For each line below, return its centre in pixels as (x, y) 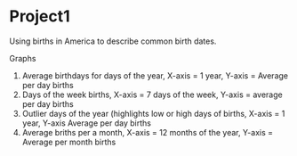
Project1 (40, 16)
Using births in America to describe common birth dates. (113, 41)
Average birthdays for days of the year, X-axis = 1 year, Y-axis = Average (155, 75)
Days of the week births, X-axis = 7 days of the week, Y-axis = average (152, 94)
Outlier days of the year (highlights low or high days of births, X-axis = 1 (153, 113)
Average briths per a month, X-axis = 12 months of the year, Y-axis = (148, 132)
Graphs (23, 58)
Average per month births (69, 142)
